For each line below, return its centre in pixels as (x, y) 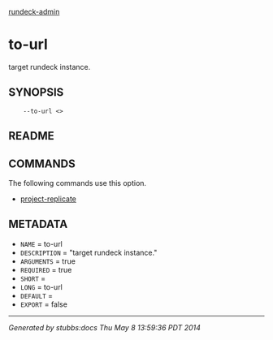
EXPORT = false (43, 304)
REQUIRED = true (46, 269)
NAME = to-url (41, 243)
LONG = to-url (41, 286)
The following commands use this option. (78, 183)
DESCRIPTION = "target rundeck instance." (89, 252)
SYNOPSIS (36, 93)
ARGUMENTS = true (48, 261)
